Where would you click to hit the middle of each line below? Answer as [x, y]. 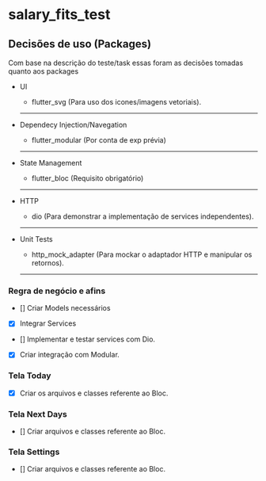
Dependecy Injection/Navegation [73, 125]
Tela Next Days [38, 414]
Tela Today [30, 376]
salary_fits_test [59, 15]
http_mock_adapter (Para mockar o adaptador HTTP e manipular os [142, 254]
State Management [51, 163]
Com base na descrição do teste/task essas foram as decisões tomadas [126, 63]
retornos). [48, 263]
